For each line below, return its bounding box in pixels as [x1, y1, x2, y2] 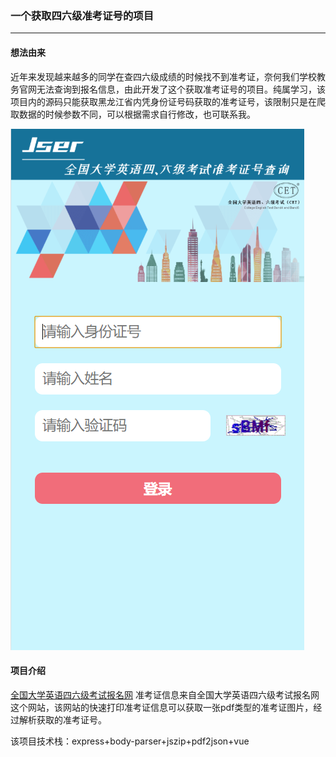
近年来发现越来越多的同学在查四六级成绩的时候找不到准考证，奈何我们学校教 [10, 70, 326, 82]
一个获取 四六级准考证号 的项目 [10, 8, 155, 22]
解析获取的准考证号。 [18, 713, 107, 726]
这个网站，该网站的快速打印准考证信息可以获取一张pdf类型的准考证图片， [10, 701, 314, 713]
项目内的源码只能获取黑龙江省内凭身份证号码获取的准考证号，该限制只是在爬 [10, 95, 326, 107]
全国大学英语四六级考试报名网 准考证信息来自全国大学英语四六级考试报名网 [10, 688, 320, 701]
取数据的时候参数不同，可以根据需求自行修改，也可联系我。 [10, 108, 256, 120]
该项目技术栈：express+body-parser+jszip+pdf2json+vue [10, 735, 250, 747]
